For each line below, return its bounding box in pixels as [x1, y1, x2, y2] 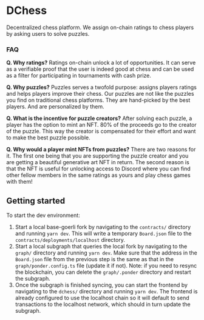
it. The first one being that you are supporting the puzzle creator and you [6, 152, 189, 159]
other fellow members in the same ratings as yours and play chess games [6, 172, 191, 179]
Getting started [6, 195, 66, 206]
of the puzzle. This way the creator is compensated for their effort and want [6, 128, 196, 135]
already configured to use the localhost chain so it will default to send [15, 295, 189, 302]
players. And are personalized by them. [6, 103, 104, 110]
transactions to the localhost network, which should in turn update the [15, 301, 191, 308]
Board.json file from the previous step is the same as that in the [15, 256, 174, 263]
